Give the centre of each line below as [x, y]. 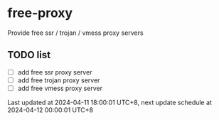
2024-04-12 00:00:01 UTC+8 [50, 110]
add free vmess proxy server [60, 88]
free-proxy [40, 13]
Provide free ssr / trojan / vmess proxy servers [75, 33]
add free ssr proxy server [55, 72]
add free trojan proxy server [59, 80]
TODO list [29, 55]
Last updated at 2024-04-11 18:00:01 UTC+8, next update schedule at [109, 102]
